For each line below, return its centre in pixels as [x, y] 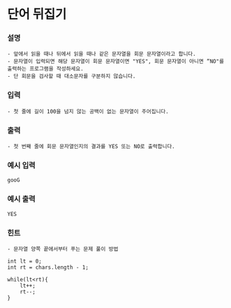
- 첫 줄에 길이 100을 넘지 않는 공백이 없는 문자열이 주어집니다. [88, 111]
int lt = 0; [24, 261]
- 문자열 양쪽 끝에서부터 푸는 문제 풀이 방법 [63, 249]
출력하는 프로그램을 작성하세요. [45, 69]
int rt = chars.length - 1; [48, 267]
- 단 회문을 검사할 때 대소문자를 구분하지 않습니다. [72, 76]
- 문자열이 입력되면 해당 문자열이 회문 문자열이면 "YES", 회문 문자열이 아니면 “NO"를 [116, 61]
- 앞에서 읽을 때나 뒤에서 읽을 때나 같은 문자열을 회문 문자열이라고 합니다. [102, 54]
